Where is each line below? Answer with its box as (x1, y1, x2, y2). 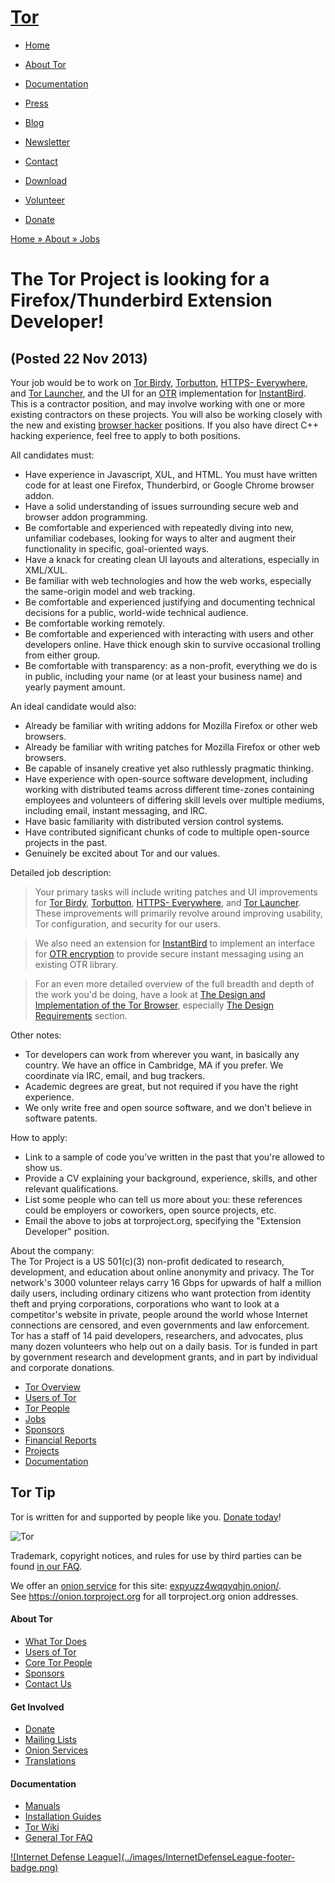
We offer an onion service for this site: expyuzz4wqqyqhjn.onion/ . (10, 1579, 282, 1591)
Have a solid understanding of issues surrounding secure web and (24, 500, 299, 512)
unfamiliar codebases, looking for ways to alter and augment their (24, 532, 297, 544)
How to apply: (10, 1131, 68, 1143)
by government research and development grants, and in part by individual (10, 1351, 318, 1363)
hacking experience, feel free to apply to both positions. (10, 429, 241, 441)
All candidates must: (10, 449, 95, 461)
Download (24, 174, 68, 186)
